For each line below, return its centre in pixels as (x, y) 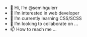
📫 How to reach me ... (33, 29)
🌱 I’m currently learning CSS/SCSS (46, 18)
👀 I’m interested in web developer (45, 13)
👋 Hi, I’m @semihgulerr (34, 8)
